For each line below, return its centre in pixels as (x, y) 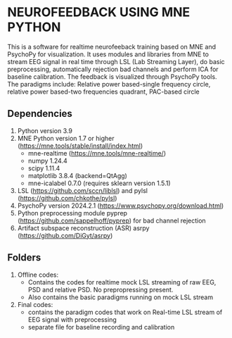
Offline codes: (38, 275)
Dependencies (40, 114)
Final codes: (35, 304)
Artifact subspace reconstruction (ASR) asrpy (83, 228)
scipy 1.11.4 (44, 168)
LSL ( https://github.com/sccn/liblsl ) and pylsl (82, 190)
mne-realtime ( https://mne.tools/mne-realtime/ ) (97, 153)
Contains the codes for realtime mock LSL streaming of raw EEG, (122, 282)
